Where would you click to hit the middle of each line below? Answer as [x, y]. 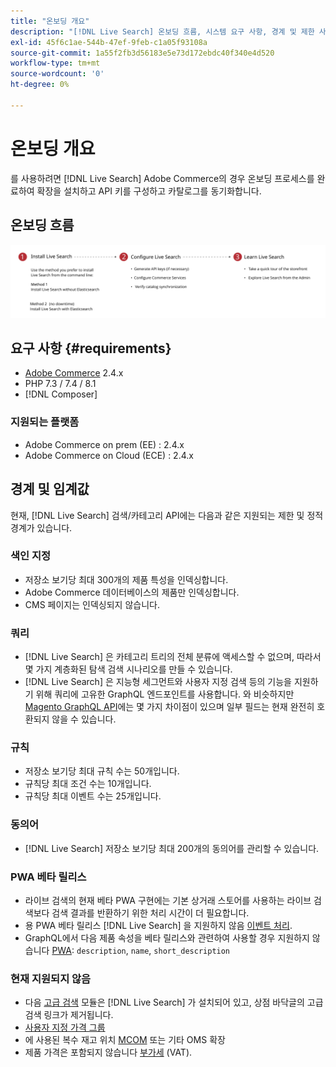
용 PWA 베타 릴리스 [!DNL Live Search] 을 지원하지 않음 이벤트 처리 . [158, 926]
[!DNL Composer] [61, 394]
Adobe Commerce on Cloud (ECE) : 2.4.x [109, 455]
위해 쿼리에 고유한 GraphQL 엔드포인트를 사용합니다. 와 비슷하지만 [165, 694]
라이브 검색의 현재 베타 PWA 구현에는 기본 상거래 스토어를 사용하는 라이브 [168, 901]
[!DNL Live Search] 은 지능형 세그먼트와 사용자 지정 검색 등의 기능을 [158, 682]
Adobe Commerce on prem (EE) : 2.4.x [104, 444]
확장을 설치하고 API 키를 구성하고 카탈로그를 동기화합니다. [149, 191]
